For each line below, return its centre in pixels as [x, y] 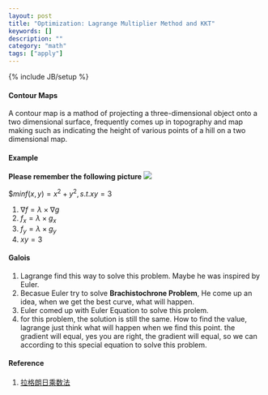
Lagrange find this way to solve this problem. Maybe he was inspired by [140, 276]
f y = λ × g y [38, 230]
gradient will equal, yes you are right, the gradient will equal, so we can [138, 336]
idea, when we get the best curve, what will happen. [107, 302]
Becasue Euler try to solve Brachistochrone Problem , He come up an [136, 293]
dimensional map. [38, 140]
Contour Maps [33, 95]
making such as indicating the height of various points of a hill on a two [127, 131]
